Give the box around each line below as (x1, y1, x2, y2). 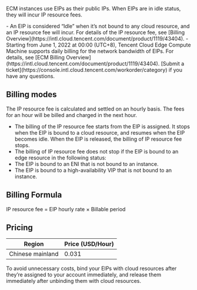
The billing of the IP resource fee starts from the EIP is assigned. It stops (14, 123, 190, 130)
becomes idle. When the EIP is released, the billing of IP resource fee (14, 135, 182, 142)
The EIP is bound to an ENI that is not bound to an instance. (14, 160, 159, 167)
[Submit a (161, 60, 185, 67)
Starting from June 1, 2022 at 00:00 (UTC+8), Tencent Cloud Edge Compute (6, 41, 191, 48)
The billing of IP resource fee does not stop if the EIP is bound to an (14, 148, 179, 155)
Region (24, 240, 44, 248)
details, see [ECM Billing (6, 54, 65, 61)
